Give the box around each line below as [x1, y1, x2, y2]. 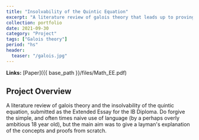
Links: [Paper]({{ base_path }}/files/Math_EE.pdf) [6, 69, 127, 76]
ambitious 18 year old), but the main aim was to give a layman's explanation [6, 121, 191, 128]
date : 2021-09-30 [6, 25, 49, 31]
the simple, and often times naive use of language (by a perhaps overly [6, 114, 179, 122]
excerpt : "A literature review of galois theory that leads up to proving [6, 14, 195, 20]
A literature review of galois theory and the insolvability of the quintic [6, 102, 175, 109]
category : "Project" [6, 31, 57, 37]
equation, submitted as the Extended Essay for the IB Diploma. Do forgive [6, 108, 185, 116]
